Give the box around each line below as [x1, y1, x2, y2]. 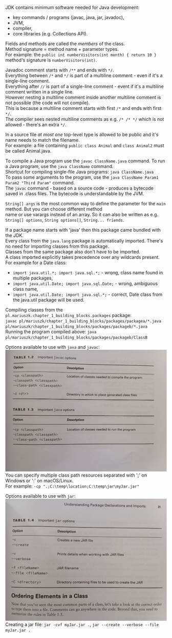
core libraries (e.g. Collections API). [12, 31, 88, 36]
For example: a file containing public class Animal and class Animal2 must [5, 142, 165, 148]
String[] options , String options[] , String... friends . [5, 217, 124, 223]
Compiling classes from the [5, 307, 63, 313]
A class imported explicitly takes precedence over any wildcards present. [5, 254, 160, 260]
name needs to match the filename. [5, 137, 80, 143]
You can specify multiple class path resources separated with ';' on [5, 472, 147, 478]
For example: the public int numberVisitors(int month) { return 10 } [5, 51, 157, 58]
